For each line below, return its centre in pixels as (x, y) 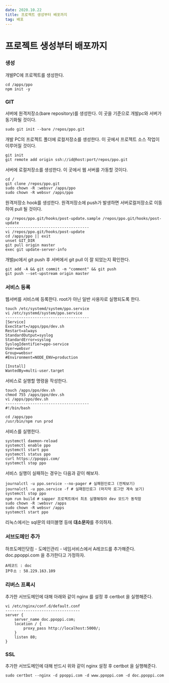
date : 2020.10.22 (24, 10)
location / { (28, 624)
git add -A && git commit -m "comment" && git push (61, 269)
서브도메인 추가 (23, 537)
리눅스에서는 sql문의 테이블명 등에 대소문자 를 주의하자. (59, 523)
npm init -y (18, 89)
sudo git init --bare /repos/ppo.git (45, 130)
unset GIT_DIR (20, 241)
